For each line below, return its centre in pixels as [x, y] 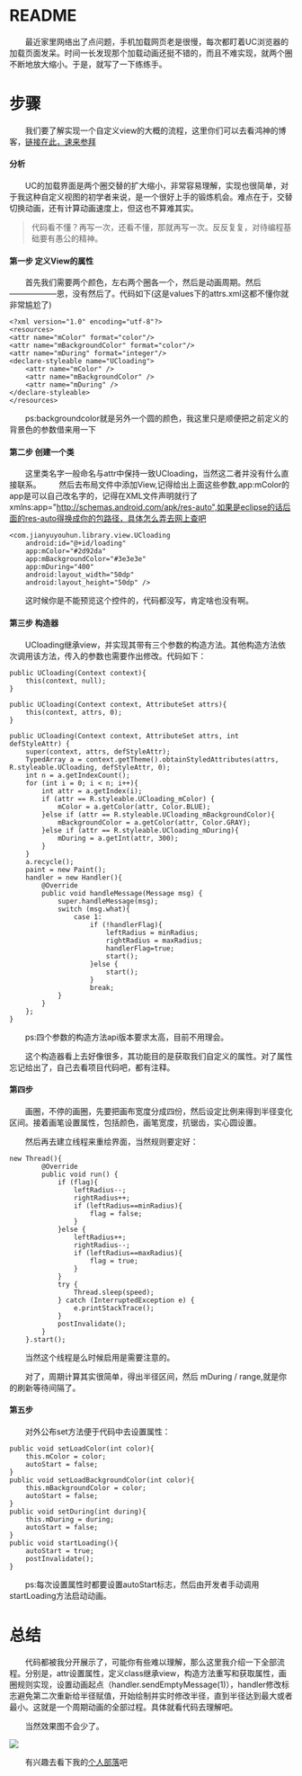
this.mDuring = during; [70, 1520]
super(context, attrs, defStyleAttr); [98, 752]
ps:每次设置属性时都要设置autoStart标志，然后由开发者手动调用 [142, 1584]
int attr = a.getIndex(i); [92, 791]
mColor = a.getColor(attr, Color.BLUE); [134, 807]
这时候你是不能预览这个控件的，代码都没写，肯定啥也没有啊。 [139, 601]
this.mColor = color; [66, 1457]
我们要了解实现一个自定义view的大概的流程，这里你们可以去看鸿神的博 [155, 130]
